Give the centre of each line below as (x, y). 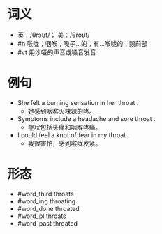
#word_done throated (49, 208)
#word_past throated (47, 223)
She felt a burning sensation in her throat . (78, 102)
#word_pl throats (42, 216)
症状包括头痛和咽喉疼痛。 (65, 127)
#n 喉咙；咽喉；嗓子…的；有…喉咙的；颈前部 (82, 43)
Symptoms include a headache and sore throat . (86, 118)
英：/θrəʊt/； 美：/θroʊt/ (53, 35)
